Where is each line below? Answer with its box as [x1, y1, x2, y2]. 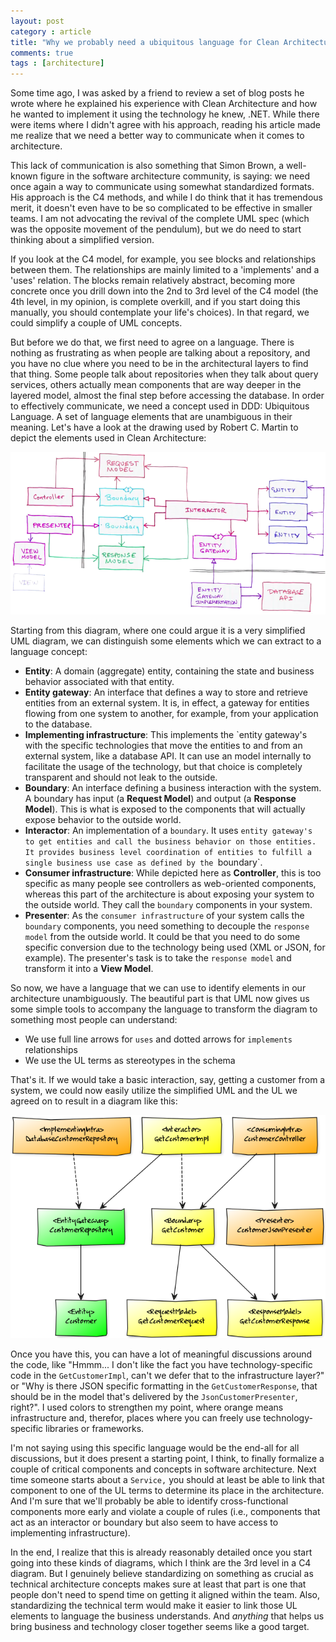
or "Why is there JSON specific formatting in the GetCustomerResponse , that [10, 1380, 318, 1392]
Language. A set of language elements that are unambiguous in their [10, 411, 293, 423]
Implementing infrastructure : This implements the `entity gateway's [24, 728, 308, 740]
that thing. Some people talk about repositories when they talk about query [10, 368, 319, 380]
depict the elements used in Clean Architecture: [10, 432, 207, 444]
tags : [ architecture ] [10, 58, 105, 69]
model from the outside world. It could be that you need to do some [24, 930, 301, 942]
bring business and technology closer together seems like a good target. [10, 1621, 310, 1633]
